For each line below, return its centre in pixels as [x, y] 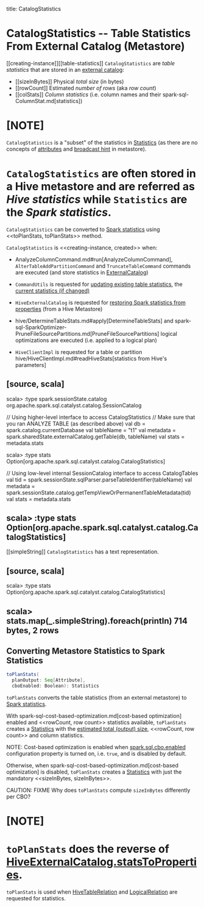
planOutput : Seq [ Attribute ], [49, 680]
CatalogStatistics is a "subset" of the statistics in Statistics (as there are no [102, 142]
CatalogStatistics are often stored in [101, 174]
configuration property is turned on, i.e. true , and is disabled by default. [97, 754]
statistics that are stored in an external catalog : [65, 69]
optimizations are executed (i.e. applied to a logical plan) [86, 340]
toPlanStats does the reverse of [88, 849]
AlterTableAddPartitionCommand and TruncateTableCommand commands [103, 266]
